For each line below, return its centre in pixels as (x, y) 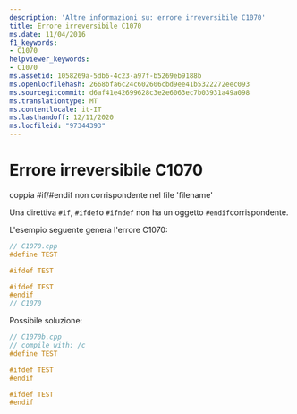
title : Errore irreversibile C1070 (76, 26)
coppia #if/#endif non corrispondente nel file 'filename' (111, 194)
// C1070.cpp (34, 246)
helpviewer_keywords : (50, 59)
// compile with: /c (48, 346)
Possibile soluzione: (46, 321)
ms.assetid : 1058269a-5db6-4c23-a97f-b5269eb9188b (106, 76)
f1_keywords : (34, 43)
